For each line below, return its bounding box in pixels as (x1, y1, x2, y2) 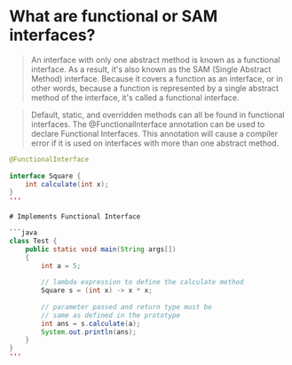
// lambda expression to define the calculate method (41, 278, 244, 287)
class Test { (9, 236, 58, 245)
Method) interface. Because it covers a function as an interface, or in (30, 73, 283, 83)
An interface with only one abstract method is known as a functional (30, 54, 281, 65)
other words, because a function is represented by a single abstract (30, 83, 280, 93)
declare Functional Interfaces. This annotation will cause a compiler (30, 128, 279, 139)
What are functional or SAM (9, 6, 218, 27)
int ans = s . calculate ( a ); (41, 319, 141, 328)
